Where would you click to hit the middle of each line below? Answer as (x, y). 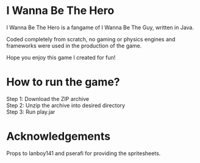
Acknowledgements (59, 137)
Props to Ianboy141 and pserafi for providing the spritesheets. (84, 153)
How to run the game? (63, 82)
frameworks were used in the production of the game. (74, 46)
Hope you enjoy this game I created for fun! (61, 57)
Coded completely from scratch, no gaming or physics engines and (91, 39)
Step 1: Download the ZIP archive (48, 99)
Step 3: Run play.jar (31, 112)
